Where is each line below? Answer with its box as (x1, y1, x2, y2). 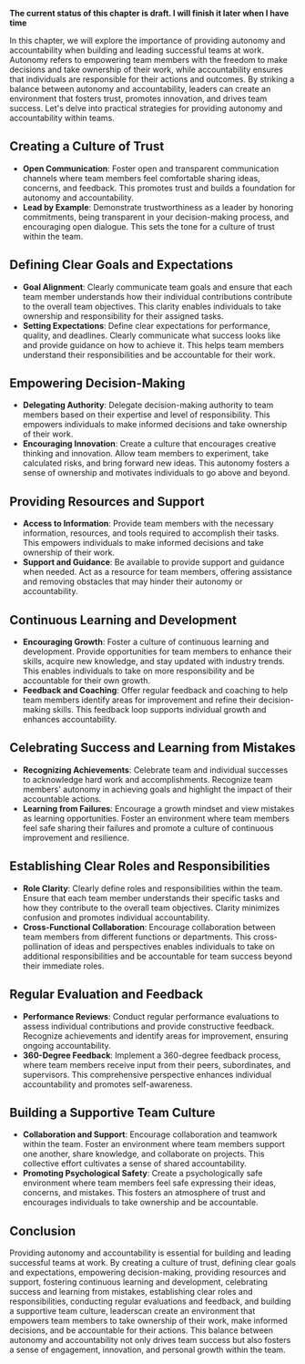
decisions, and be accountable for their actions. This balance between (9, 1325, 274, 1336)
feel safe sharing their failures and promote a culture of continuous (22, 822, 274, 833)
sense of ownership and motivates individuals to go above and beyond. (22, 467, 290, 478)
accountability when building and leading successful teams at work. (9, 45, 264, 56)
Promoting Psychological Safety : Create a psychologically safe (22, 1168, 263, 1179)
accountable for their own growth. (22, 675, 151, 686)
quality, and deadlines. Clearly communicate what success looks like (22, 330, 280, 341)
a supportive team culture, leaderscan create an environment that (9, 1306, 256, 1317)
